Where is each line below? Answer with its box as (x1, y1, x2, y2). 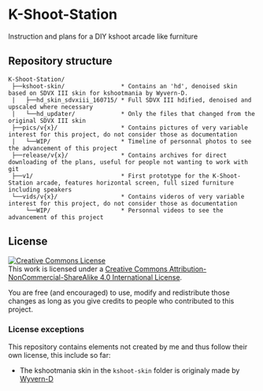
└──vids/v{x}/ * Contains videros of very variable (11, 192, 245, 200)
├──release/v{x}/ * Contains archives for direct (11, 151, 227, 159)
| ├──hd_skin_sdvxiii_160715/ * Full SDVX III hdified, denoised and (11, 96, 252, 104)
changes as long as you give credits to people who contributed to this (8, 296, 235, 305)
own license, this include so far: (8, 350, 111, 359)
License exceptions (8, 324, 85, 335)
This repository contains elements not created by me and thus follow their (8, 341, 248, 352)
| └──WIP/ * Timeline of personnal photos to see (11, 137, 252, 145)
